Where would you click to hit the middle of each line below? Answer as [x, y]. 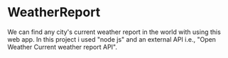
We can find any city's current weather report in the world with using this [114, 32]
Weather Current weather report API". [62, 47]
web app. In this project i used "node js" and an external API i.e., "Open [112, 39]
